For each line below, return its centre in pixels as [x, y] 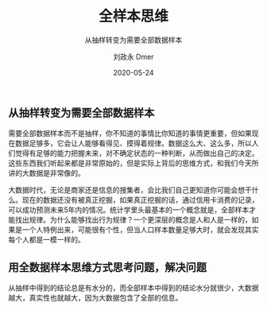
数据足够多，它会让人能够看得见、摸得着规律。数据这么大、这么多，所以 [133, 143]
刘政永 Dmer [133, 56]
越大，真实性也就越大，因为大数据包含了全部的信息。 [95, 298]
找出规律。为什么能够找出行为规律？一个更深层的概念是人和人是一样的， [133, 220]
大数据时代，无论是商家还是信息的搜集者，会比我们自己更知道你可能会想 [126, 190]
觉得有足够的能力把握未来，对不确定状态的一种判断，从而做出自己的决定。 [137, 153]
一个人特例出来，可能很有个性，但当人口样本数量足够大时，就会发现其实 [140, 230]
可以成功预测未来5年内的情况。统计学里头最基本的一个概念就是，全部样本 [129, 210]
